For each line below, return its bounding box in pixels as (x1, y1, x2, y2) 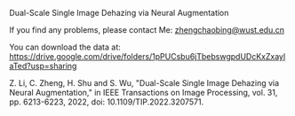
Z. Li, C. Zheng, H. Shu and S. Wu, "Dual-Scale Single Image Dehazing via (9, 78, 280, 88)
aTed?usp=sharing (9, 61, 77, 71)
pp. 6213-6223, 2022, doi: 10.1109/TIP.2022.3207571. (9, 97, 204, 107)
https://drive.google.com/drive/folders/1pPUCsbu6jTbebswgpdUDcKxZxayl (9, 51, 286, 61)
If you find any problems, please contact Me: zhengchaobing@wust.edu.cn (9, 25, 284, 35)
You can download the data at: (9, 42, 122, 52)
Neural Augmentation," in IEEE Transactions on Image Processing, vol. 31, (9, 88, 278, 97)
